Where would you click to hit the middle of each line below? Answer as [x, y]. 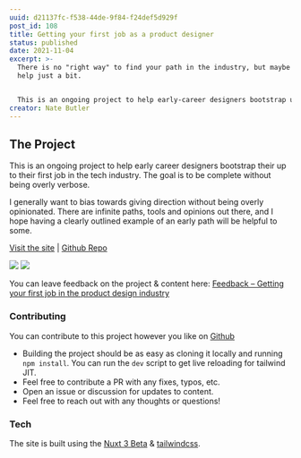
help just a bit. [50, 76]
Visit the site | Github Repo [58, 248]
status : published [43, 42]
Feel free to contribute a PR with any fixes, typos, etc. [121, 382]
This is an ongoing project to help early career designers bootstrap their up [148, 165]
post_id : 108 [34, 26]
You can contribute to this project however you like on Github [122, 335]
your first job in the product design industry [90, 293]
